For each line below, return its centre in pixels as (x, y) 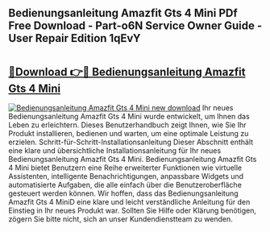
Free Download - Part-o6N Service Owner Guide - (135, 26)
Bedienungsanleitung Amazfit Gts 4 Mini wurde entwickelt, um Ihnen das (129, 116)
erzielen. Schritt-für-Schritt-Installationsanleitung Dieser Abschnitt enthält (131, 142)
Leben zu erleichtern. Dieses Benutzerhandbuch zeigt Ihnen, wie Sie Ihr (128, 125)
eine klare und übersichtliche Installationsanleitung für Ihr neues (115, 151)
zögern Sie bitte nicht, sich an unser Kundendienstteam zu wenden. (121, 219)
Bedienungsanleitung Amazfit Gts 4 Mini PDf (123, 13)
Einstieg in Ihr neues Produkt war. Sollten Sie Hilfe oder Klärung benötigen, (132, 210)
